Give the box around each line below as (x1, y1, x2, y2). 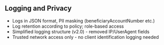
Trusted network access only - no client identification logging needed (12, 34, 159, 40)
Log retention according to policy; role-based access (12, 23, 124, 29)
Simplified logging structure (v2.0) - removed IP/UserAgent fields (12, 28, 150, 35)
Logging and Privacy (5, 4, 72, 13)
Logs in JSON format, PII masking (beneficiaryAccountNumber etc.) (12, 17, 155, 24)
